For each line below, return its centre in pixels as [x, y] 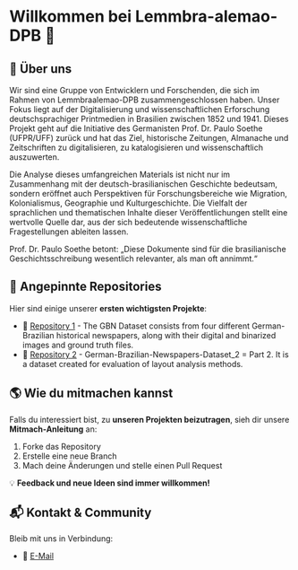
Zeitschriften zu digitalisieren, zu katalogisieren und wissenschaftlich [136, 147]
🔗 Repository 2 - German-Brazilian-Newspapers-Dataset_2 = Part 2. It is [155, 354]
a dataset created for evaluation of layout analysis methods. [132, 364]
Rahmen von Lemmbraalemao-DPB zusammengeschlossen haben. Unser [145, 100]
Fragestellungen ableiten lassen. [69, 232]
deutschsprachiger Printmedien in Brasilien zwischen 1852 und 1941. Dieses [149, 119]
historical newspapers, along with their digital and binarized [166, 335]
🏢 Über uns [41, 69]
